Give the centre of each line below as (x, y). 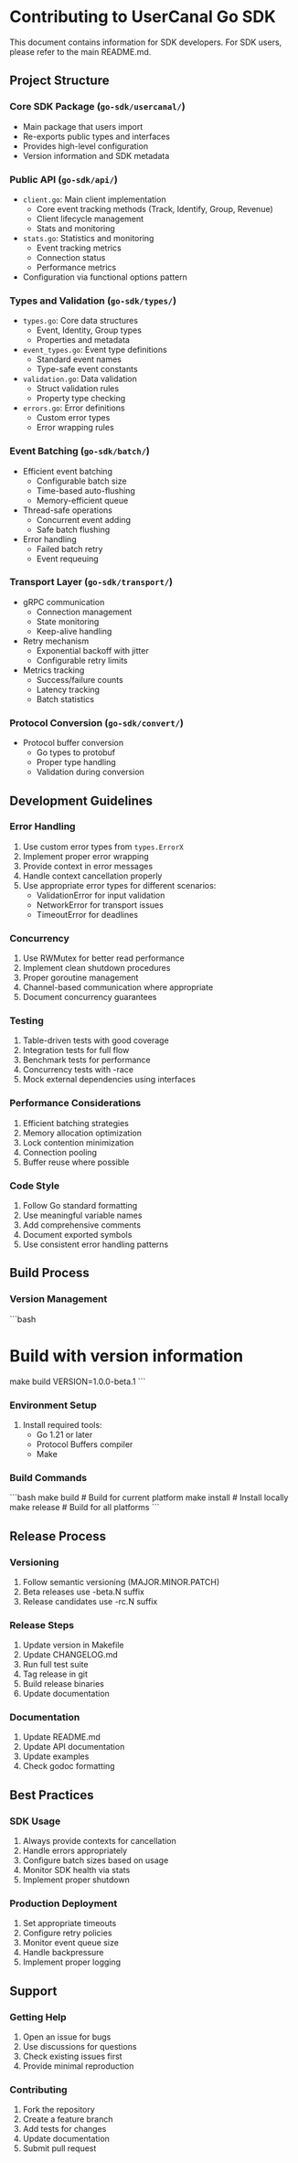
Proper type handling (76, 762)
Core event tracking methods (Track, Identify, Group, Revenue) (155, 208)
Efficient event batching (67, 471)
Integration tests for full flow (76, 1050)
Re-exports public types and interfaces (96, 136)
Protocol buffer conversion (73, 743)
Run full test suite (55, 1665)
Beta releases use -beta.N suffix (83, 1592)
